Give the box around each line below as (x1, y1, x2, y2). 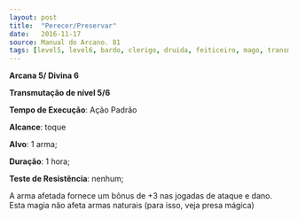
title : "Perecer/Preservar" (9, 21, 117, 30)
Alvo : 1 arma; (9, 139, 58, 150)
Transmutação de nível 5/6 (9, 88, 111, 98)
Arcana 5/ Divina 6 (9, 70, 80, 81)
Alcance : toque (9, 121, 67, 133)
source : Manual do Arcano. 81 (9, 37, 122, 47)
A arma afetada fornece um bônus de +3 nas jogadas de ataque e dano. (9, 191, 273, 201)
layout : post (9, 12, 58, 22)
